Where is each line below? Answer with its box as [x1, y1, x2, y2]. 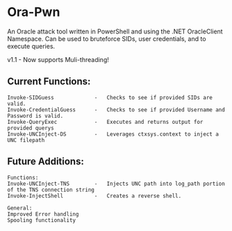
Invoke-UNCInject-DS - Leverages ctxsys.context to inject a [7, 130, 219, 138]
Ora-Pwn [7, 4, 60, 20]
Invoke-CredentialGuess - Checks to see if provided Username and [7, 106, 226, 113]
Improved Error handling [7, 210, 79, 218]
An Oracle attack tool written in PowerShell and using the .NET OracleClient [7, 27, 224, 35]
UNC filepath [7, 136, 45, 143]
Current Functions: [7, 76, 91, 88]
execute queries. [7, 42, 56, 50]
